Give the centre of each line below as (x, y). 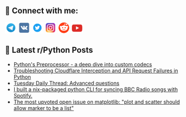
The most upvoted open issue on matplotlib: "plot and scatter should (97, 102)
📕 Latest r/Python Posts (49, 50)
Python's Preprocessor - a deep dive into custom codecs (83, 64)
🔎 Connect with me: (41, 11)
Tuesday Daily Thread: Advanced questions (66, 83)
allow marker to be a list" (44, 108)
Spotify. (23, 95)
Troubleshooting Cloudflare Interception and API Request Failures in (96, 71)
